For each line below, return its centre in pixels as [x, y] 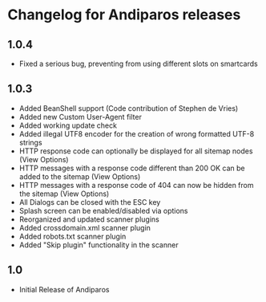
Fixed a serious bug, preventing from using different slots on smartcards [138, 63]
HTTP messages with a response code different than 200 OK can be [132, 168]
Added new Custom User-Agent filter [80, 116]
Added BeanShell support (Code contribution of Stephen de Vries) [129, 108]
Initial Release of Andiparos [64, 289]
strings [30, 142]
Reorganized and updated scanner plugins [89, 219]
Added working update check [68, 125]
